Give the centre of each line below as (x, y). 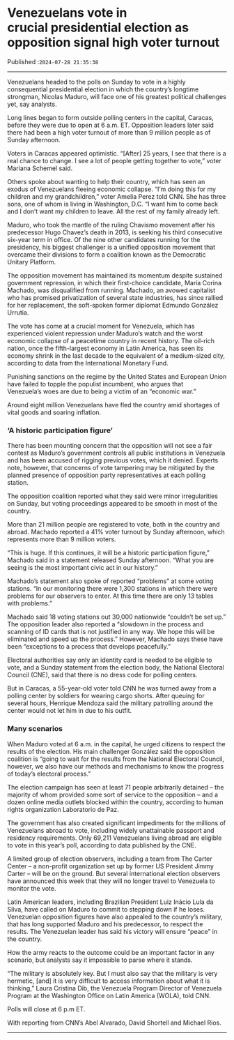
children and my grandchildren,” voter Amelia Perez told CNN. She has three (117, 196)
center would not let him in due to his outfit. (70, 711)
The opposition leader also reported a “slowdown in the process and (106, 624)
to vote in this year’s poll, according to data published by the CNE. (102, 845)
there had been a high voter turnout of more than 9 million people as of (109, 132)
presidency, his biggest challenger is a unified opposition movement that (111, 247)
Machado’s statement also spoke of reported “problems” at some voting (110, 581)
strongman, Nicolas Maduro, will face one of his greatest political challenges (117, 96)
